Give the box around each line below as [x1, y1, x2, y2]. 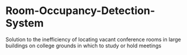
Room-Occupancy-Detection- [5, 4, 156, 18]
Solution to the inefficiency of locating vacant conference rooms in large [5, 36, 181, 43]
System [5, 16, 44, 30]
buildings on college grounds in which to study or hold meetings [5, 42, 162, 49]
